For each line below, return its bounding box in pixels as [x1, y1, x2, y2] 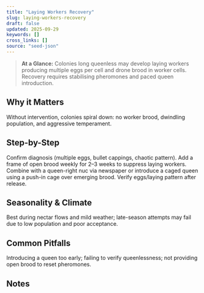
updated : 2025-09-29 [6, 26, 59, 32]
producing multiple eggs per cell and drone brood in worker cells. [21, 66, 187, 73]
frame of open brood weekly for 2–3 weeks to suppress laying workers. [6, 160, 187, 168]
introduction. [21, 79, 54, 86]
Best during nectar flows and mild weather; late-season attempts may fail [6, 213, 192, 221]
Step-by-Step [6, 138, 60, 148]
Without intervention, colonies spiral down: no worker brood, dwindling [6, 113, 186, 121]
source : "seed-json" [6, 43, 59, 50]
